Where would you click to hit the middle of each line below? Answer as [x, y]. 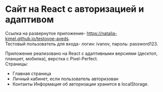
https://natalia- [102, 33]
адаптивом [30, 20]
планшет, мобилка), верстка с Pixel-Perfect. [52, 58]
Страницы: [17, 64]
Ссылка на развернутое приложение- [45, 33]
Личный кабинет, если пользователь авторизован [65, 79]
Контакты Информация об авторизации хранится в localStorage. [81, 84]
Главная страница [32, 73]
